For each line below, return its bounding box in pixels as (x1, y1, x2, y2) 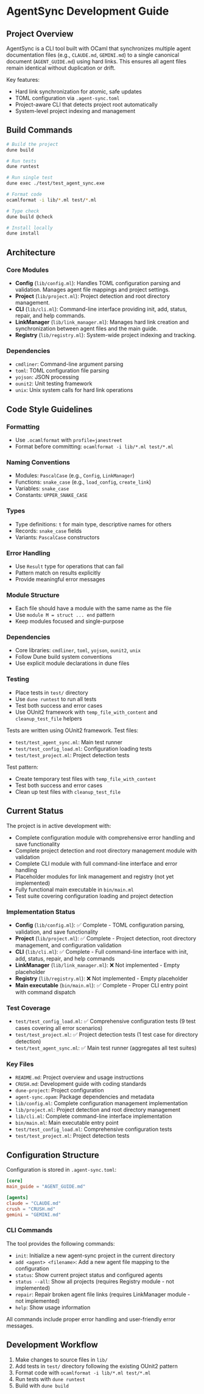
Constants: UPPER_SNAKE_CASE (15, 492, 88, 499)
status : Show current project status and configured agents (15, 1271, 163, 1279)
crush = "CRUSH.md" (6, 1206, 56, 1212)
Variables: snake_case (15, 485, 69, 492)
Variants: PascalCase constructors (15, 533, 100, 541)
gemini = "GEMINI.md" (6, 1211, 62, 1218)
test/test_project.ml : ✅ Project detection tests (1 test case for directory (15, 1031, 199, 1039)
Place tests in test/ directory (15, 689, 88, 696)
